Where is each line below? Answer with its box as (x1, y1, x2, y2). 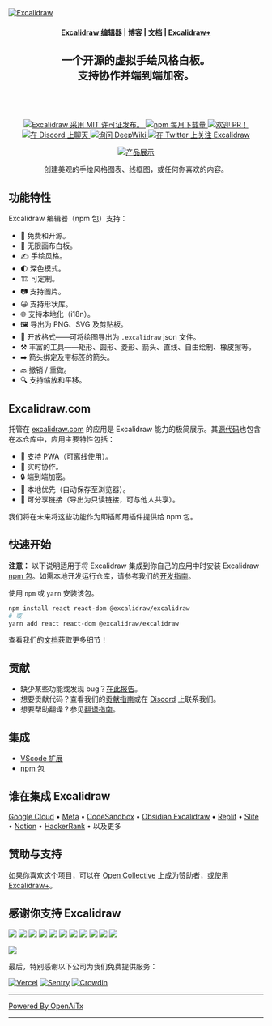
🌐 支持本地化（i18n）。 (19, 310, 95, 319)
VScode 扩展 (19, 754, 63, 763)
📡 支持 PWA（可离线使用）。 (19, 451, 113, 461)
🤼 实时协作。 (19, 462, 63, 472)
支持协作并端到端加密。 (77, 68, 195, 82)
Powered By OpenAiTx (8, 1001, 83, 1011)
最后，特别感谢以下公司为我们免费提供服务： (8, 961, 158, 971)
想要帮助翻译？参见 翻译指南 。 (19, 704, 120, 714)
